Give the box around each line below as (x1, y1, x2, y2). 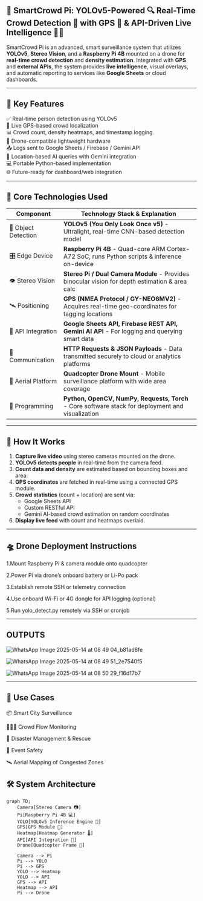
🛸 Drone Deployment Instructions (6, 541, 137, 551)
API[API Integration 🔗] (17, 837, 77, 843)
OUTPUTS (6, 630, 45, 640)
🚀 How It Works (6, 437, 65, 447)
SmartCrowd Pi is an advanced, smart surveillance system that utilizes (6, 44, 181, 51)
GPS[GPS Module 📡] (17, 824, 63, 830)
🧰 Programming (9, 402, 54, 411)
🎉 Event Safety (6, 746, 43, 753)
